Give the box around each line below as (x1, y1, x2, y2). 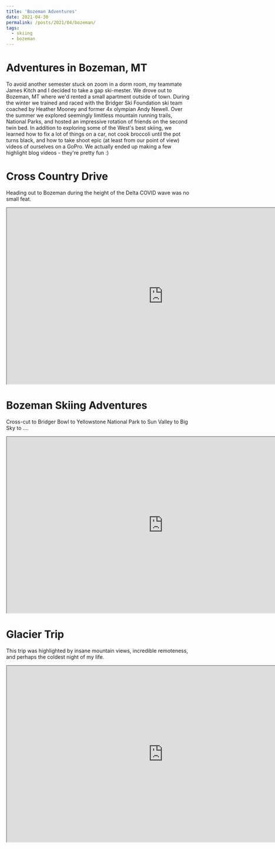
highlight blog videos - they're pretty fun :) (6, 149, 109, 156)
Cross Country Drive (6, 170, 109, 183)
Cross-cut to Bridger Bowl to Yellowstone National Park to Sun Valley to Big (6, 418, 188, 425)
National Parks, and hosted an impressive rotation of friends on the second (6, 118, 188, 125)
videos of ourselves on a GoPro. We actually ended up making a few (6, 143, 172, 150)
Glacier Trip (6, 628, 65, 641)
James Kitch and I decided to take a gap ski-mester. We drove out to (6, 86, 172, 94)
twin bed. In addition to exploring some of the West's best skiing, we (6, 124, 172, 131)
